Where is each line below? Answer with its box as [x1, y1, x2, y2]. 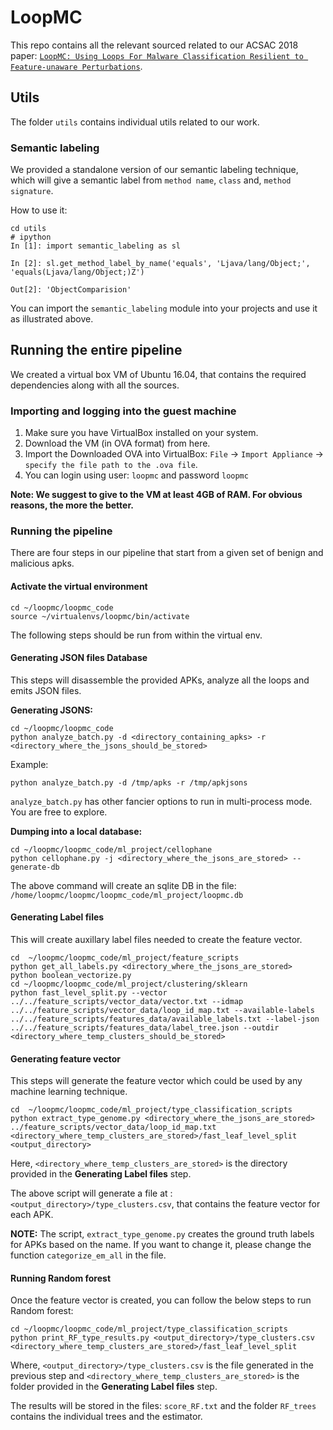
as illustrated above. [10, 313, 94, 325]
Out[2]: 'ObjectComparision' [10, 285, 132, 295]
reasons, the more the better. [10, 499, 134, 511]
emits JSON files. [10, 684, 82, 696]
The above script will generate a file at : [10, 1187, 173, 1200]
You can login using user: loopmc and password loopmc [24, 469, 249, 481]
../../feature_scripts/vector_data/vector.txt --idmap [10, 997, 244, 1007]
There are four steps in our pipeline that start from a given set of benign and [10, 547, 324, 559]
